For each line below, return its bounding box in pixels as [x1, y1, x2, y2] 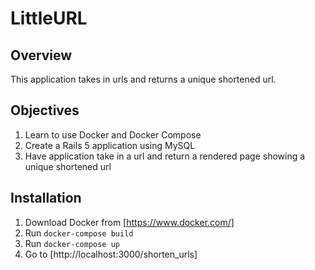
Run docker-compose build [24, 227, 134, 239]
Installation [10, 190, 82, 207]
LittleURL [10, 7, 88, 30]
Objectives [10, 102, 80, 119]
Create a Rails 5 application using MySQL [24, 139, 196, 151]
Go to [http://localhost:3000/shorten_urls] [24, 248, 198, 260]
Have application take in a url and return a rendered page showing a [24, 150, 306, 162]
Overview [10, 47, 73, 64]
